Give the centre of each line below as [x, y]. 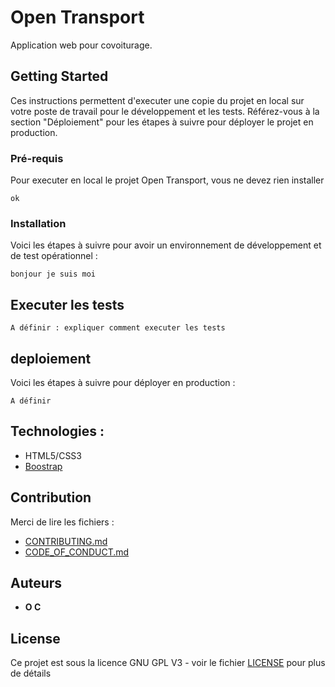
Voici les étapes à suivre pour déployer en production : [123, 382]
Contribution [51, 497]
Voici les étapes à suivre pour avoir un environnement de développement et [166, 245]
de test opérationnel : [54, 256]
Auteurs [36, 582]
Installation [38, 223]
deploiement [51, 358]
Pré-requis [37, 158]
